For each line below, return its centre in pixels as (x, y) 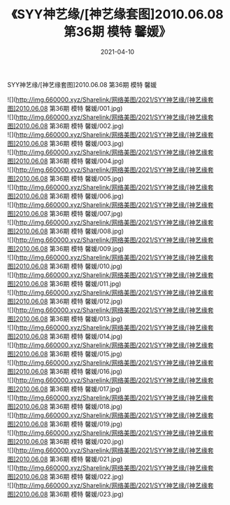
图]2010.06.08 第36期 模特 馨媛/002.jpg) (66, 126)
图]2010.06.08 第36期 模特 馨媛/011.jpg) (64, 283)
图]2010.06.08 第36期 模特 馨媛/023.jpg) (66, 494)
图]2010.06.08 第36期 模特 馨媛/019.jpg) (65, 424)
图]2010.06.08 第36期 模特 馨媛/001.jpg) (65, 108)
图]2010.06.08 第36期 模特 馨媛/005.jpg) (66, 178)
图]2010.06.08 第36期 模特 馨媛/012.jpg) (65, 301)
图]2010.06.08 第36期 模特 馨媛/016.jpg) (65, 371)
